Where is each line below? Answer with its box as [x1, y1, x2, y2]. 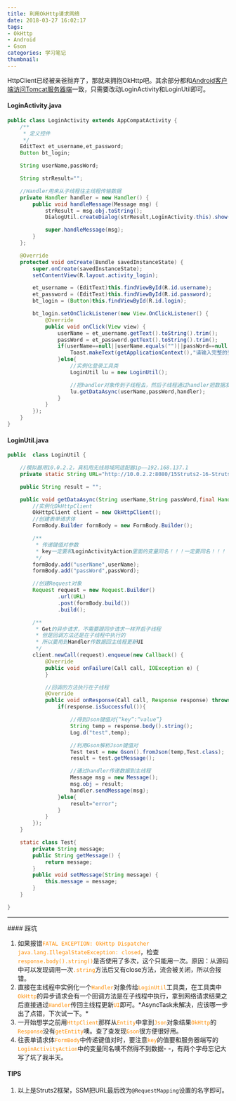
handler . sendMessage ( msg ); [70, 787, 150, 794]
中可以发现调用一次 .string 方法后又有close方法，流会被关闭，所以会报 [17, 965, 222, 973]
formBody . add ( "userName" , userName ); [32, 561, 140, 568]
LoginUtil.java [7, 436, 49, 444]
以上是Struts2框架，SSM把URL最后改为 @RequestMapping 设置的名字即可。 [17, 1086, 228, 1094]
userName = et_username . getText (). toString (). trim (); [57, 329, 218, 337]
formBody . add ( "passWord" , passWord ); [32, 567, 140, 574]
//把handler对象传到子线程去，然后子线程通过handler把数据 [70, 381, 225, 388]
